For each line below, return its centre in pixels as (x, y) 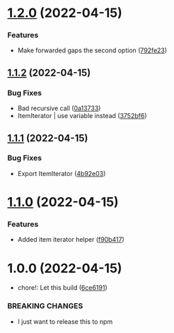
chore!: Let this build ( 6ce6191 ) (62, 288)
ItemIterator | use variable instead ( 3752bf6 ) (82, 116)
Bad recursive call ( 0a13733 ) (59, 108)
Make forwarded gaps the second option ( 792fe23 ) (92, 50)
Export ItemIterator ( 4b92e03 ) (62, 173)
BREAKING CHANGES (45, 306)
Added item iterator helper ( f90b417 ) (71, 240)
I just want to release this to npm (65, 321)
